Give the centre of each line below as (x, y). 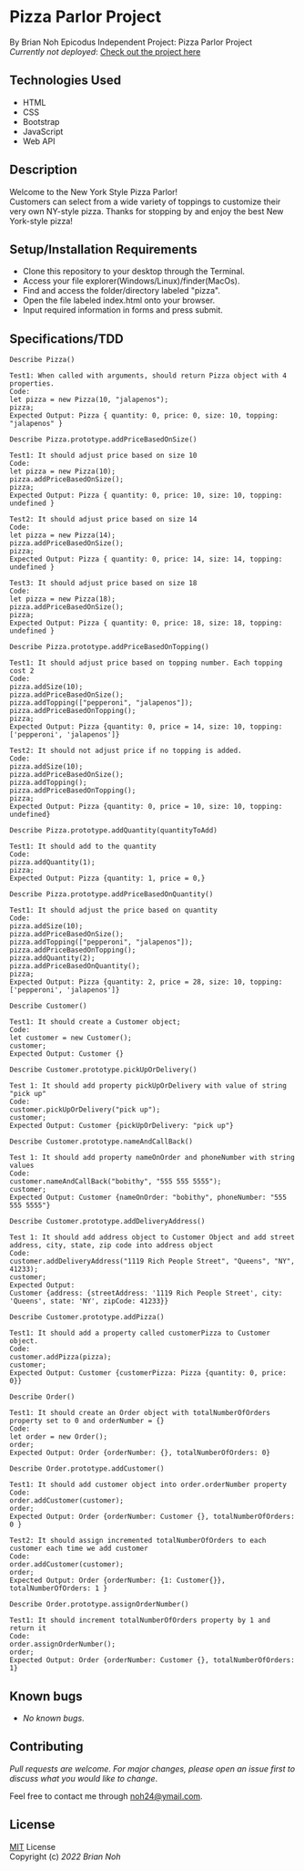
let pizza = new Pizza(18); (63, 599)
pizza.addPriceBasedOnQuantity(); (75, 967)
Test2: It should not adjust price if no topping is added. (126, 751)
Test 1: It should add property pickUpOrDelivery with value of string (148, 1086)
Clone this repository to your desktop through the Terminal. (134, 272)
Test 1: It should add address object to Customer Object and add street (152, 1237)
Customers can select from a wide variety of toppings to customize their (145, 202)
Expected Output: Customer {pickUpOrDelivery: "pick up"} (122, 1126)
